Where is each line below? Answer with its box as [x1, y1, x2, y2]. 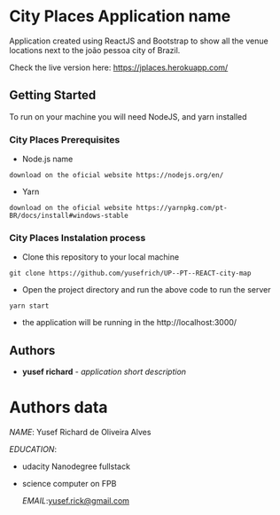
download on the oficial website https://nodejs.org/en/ [9, 171, 224, 180]
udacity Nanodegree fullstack [21, 461, 131, 472]
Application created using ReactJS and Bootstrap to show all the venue [9, 35, 268, 46]
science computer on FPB [21, 479, 117, 489]
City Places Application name [9, 6, 231, 27]
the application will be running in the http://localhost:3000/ [21, 317, 237, 328]
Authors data [9, 397, 108, 417]
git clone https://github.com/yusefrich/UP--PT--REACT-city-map [9, 269, 252, 278]
